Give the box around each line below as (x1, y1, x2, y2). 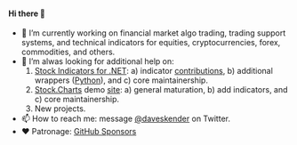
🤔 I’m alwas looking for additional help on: (20, 56, 174, 67)
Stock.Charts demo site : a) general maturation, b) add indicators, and (34, 85, 288, 95)
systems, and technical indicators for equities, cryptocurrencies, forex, (20, 37, 281, 48)
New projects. (34, 103, 86, 114)
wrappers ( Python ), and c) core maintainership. (34, 75, 208, 85)
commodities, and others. (20, 46, 116, 58)
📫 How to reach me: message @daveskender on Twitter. (20, 113, 230, 125)
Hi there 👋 (8, 8, 45, 19)
